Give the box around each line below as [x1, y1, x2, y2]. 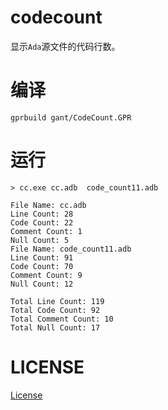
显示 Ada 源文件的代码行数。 [10, 40, 121, 52]
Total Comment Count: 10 [10, 314, 114, 324]
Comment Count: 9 [10, 270, 83, 280]
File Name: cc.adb [10, 200, 87, 210]
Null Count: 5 [10, 235, 70, 245]
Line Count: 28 [10, 209, 74, 219]
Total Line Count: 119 [10, 296, 105, 306]
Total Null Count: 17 [10, 322, 101, 333]
